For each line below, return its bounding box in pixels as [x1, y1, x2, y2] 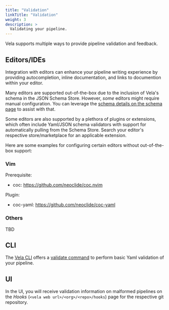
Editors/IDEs [5, 55, 46, 64]
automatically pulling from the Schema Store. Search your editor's [5, 126, 144, 133]
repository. [5, 299, 28, 305]
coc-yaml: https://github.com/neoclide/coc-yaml [12, 202, 116, 208]
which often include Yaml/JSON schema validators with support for [5, 121, 147, 127]
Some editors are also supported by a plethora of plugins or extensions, [5, 116, 156, 122]
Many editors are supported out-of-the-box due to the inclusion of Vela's [5, 90, 159, 96]
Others [5, 214, 23, 222]
